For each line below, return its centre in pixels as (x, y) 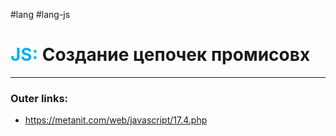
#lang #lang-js (40, 14)
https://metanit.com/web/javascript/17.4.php (116, 120)
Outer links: (39, 98)
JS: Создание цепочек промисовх (160, 55)
